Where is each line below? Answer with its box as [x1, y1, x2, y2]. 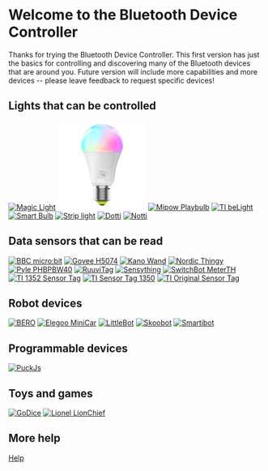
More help [8, 431, 61, 445]
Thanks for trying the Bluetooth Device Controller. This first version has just [8, 49, 260, 59]
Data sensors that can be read [8, 234, 164, 248]
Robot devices [8, 296, 83, 310]
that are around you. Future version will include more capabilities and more [8, 66, 257, 76]
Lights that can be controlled [8, 99, 156, 113]
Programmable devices [8, 341, 128, 355]
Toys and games [8, 387, 93, 400]
